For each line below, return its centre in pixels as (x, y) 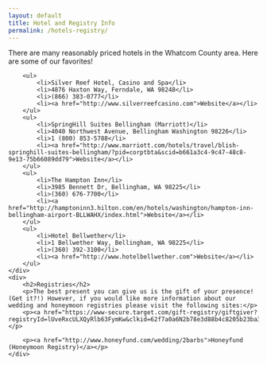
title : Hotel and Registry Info (62, 23)
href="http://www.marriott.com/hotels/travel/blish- (151, 146)
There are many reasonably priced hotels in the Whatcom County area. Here (133, 53)
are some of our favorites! (50, 61)
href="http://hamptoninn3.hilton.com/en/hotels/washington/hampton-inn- (131, 208)
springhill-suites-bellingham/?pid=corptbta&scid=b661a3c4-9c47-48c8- (128, 153)
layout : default (35, 16)
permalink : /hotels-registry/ (58, 30)
